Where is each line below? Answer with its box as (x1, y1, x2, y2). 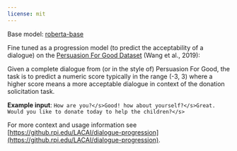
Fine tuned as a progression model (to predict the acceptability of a (7, 43, 204, 52)
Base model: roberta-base (7, 30, 83, 38)
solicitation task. (7, 87, 55, 95)
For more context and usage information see (7, 121, 137, 129)
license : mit (7, 10, 46, 18)
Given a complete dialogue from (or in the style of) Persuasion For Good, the (7, 64, 231, 73)
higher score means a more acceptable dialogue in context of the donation (7, 79, 225, 88)
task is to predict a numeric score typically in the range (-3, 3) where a (7, 72, 213, 80)
